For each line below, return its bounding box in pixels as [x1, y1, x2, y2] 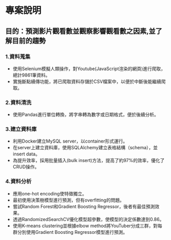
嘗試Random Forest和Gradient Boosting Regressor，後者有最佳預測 [12, 203, 155, 209]
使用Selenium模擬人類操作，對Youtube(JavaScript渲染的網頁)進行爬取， [12, 65, 165, 72]
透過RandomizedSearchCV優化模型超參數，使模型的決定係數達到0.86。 [12, 216, 164, 222]
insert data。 [12, 151, 40, 157]
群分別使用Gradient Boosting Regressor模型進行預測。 [12, 229, 128, 235]
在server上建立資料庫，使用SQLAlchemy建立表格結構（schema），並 [12, 145, 158, 151]
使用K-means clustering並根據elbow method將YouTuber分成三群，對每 [12, 223, 163, 229]
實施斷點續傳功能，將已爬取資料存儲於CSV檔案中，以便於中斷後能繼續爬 [12, 78, 166, 85]
